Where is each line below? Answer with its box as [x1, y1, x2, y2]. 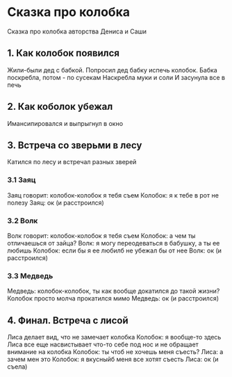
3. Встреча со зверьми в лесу [7, 139, 142, 151]
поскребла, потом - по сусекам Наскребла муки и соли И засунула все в [7, 73, 226, 81]
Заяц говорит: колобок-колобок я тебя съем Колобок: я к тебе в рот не [7, 191, 219, 199]
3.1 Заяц [7, 175, 36, 185]
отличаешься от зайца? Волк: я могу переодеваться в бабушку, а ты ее [7, 239, 220, 247]
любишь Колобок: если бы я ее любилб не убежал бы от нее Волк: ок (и [7, 246, 222, 255]
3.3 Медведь [7, 271, 53, 280]
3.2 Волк [7, 216, 38, 225]
